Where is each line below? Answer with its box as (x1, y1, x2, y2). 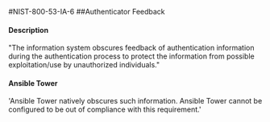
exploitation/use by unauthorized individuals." (8, 60, 160, 70)
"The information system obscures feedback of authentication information (8, 43, 255, 53)
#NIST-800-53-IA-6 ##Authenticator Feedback (8, 7, 165, 16)
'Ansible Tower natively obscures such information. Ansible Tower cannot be (8, 96, 263, 106)
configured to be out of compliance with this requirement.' (8, 104, 201, 115)
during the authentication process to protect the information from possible (8, 51, 255, 61)
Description (8, 25, 49, 35)
